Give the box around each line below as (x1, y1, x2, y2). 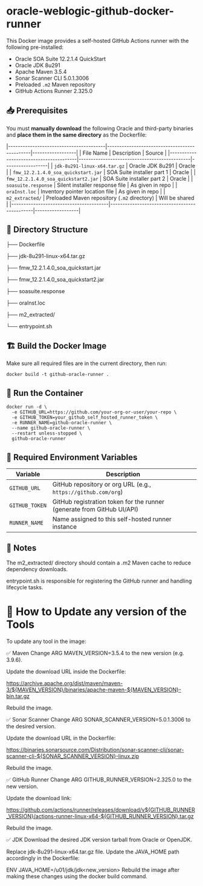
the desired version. (6, 722, 56, 729)
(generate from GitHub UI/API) (52, 505, 139, 513)
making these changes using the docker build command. (6, 872, 148, 880)
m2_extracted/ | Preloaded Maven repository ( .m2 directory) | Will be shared (6, 194, 195, 201)
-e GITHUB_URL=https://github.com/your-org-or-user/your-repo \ (11, 409, 177, 415)
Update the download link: (6, 794, 72, 801)
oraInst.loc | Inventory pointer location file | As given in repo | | (6, 187, 166, 195)
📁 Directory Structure (6, 225, 89, 235)
